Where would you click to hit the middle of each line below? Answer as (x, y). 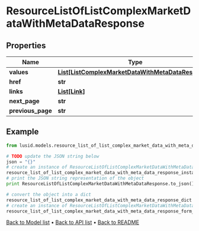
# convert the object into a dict (49, 194)
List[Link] (71, 91)
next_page (24, 101)
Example (23, 132)
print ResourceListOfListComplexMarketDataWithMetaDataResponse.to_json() (100, 184)
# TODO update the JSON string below (53, 156)
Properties (26, 45)
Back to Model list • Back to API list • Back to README (73, 222)
